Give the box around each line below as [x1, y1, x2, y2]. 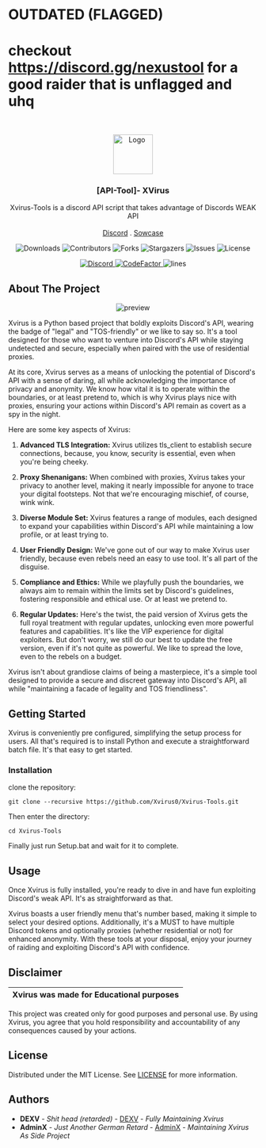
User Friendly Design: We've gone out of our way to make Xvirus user [19, 545, 250, 555]
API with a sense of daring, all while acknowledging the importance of [8, 376, 236, 385]
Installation [8, 764, 53, 775]
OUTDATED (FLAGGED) [8, 6, 164, 24]
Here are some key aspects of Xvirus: [8, 425, 131, 434]
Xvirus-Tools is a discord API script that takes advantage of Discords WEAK [9, 203, 256, 212]
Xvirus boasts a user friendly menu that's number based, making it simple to [8, 909, 257, 919]
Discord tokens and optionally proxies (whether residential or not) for [8, 926, 234, 936]
